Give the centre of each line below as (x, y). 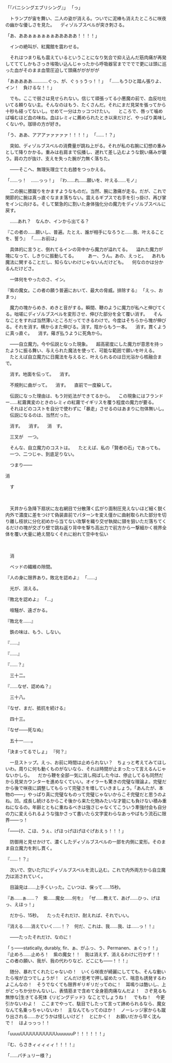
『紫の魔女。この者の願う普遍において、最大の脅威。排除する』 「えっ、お (84, 290)
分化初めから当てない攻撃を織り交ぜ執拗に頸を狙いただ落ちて (97, 521)
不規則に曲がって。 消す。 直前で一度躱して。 (62, 385)
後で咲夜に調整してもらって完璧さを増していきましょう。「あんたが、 (87, 788)
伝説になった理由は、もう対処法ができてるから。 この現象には (78, 396)
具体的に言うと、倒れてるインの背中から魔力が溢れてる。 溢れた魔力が (86, 249)
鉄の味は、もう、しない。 (37, 632)
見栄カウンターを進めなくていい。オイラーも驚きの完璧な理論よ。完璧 (88, 782)
